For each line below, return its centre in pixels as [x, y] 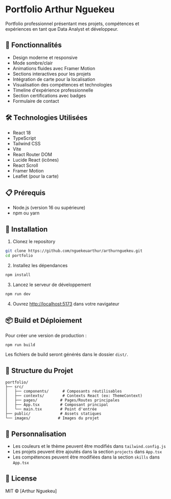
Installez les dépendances [40, 265]
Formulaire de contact [36, 101]
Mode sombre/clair [33, 63]
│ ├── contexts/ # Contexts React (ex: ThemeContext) [74, 396]
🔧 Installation [27, 229]
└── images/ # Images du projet [52, 418]
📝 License [21, 479]
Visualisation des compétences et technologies [62, 84]
